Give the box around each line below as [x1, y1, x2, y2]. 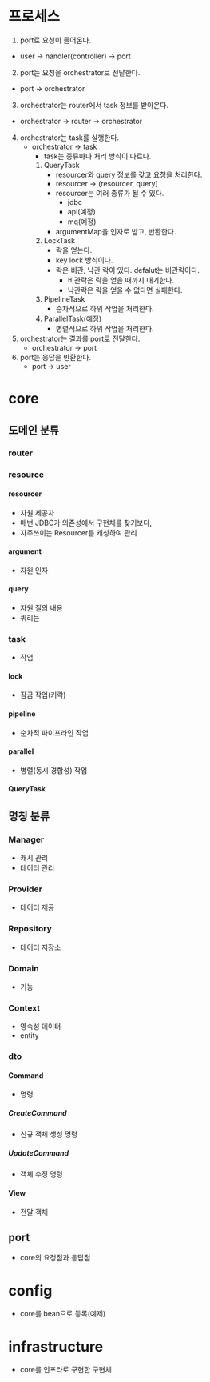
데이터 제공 [19, 903, 55, 912]
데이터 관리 [19, 863, 55, 873]
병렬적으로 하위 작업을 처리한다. [55, 323, 154, 333]
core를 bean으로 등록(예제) [19, 1309, 106, 1319]
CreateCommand [8, 1108, 67, 1118]
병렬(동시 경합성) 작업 [19, 765, 88, 775]
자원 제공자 [19, 507, 55, 517]
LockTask [43, 235, 76, 245]
